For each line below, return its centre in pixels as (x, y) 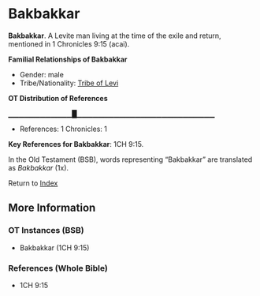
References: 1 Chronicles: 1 (63, 129)
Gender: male (42, 74)
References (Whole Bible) (58, 268)
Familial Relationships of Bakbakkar (68, 59)
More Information (52, 208)
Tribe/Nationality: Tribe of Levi (69, 83)
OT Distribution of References (58, 98)
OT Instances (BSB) (46, 230)
